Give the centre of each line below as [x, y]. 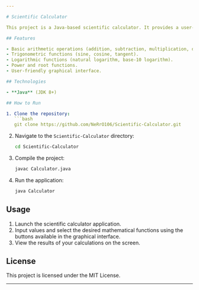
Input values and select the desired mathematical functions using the [99, 230]
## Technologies [26, 81]
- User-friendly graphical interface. [54, 71]
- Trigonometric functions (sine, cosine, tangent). [73, 54]
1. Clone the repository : [38, 114]
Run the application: [39, 180]
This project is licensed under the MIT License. [63, 275]
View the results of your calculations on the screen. [77, 243]
